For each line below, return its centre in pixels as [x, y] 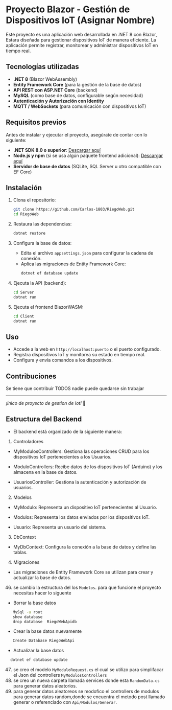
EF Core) [22, 172]
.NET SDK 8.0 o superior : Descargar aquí [57, 150]
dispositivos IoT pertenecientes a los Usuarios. [62, 456]
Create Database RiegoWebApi [43, 641]
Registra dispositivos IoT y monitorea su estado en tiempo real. [79, 355]
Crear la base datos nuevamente [47, 631]
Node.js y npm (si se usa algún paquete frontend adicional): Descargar [88, 155]
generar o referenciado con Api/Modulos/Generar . [65, 702]
